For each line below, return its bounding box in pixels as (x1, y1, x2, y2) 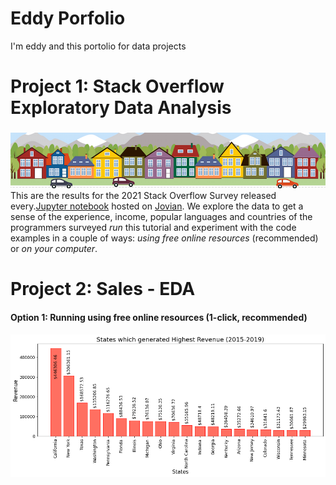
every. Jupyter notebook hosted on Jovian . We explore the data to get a (10, 200, 304, 212)
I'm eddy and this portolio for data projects (10, 40, 187, 52)
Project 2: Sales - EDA (10, 278, 196, 301)
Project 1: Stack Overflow (10, 75, 225, 98)
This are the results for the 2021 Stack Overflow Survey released (10, 190, 277, 202)
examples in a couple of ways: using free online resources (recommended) (10, 232, 319, 244)
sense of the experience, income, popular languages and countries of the (10, 211, 313, 223)
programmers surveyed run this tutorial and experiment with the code (10, 222, 297, 234)
